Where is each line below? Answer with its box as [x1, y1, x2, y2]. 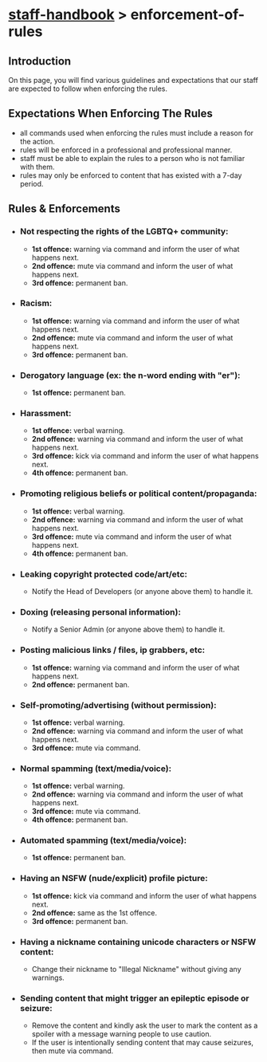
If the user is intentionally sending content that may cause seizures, [31, 1038, 253, 1048]
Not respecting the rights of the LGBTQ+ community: [19, 226, 229, 237]
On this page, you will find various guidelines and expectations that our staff [8, 76, 259, 85]
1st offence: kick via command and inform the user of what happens [31, 891, 257, 900]
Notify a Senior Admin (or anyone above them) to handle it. [31, 624, 226, 635]
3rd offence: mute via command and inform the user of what [31, 532, 232, 541]
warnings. [31, 973, 65, 982]
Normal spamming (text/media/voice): [19, 763, 172, 774]
